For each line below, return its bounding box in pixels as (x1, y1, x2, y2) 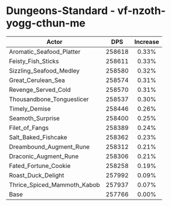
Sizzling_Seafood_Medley (9, 66, 80, 74)
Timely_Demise (9, 104, 51, 112)
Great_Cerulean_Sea (9, 76, 66, 84)
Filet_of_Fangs (9, 123, 49, 132)
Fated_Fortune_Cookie (9, 162, 71, 170)
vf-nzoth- (117, 4, 166, 18)
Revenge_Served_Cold (9, 85, 71, 94)
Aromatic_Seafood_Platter (9, 47, 81, 56)
